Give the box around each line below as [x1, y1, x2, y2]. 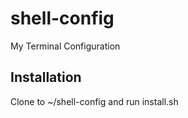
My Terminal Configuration [10, 40, 121, 52]
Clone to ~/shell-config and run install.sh [10, 95, 179, 107]
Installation [10, 69, 82, 86]
